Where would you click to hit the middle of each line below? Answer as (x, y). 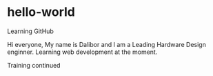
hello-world (41, 12)
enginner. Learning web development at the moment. (82, 52)
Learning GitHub (30, 31)
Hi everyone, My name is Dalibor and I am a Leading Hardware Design (107, 44)
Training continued (34, 65)
